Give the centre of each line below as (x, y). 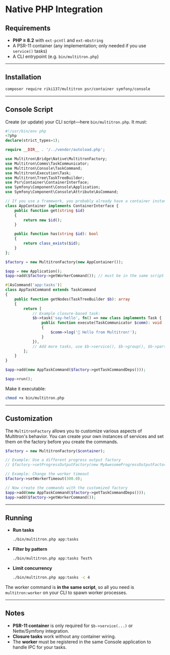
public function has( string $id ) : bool (56, 234)
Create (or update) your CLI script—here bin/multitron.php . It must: (76, 122)
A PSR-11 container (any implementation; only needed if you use (79, 46)
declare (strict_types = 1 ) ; (32, 141)
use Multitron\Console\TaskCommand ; (44, 168)
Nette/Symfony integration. (41, 631)
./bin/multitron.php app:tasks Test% (52, 558)
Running (19, 518)
